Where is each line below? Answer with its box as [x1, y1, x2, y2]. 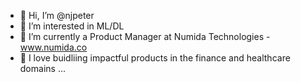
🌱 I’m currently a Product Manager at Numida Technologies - [19, 31, 271, 42]
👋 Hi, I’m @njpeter [19, 10, 95, 21]
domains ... [19, 63, 66, 74]
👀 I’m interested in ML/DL [19, 20, 125, 32]
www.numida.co [19, 41, 88, 53]
